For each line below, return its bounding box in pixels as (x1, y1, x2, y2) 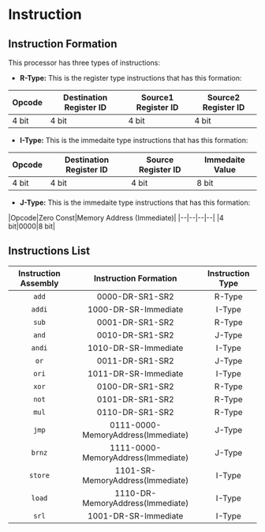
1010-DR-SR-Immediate (88, 342, 184, 353)
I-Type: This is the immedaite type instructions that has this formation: (19, 136, 248, 145)
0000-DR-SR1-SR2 (96, 291, 175, 302)
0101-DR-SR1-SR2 (96, 394, 175, 405)
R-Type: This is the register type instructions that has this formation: (19, 74, 242, 82)
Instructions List (8, 244, 91, 258)
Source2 (207, 92, 241, 103)
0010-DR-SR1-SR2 (96, 330, 175, 341)
